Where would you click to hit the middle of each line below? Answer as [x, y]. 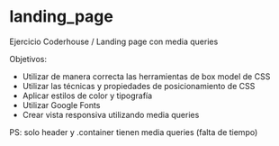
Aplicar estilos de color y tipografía [87, 96]
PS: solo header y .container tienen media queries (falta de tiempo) [134, 132]
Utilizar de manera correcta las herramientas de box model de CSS [146, 76]
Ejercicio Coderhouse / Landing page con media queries [114, 41]
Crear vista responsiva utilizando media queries [111, 114]
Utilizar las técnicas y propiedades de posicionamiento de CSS [139, 86]
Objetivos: [28, 59]
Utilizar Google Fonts [61, 105]
